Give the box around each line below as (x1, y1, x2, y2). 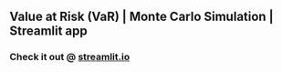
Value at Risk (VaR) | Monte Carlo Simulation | (9, 9, 274, 25)
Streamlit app (9, 24, 89, 39)
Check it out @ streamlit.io (9, 51, 131, 64)
